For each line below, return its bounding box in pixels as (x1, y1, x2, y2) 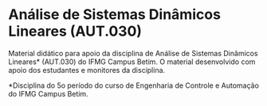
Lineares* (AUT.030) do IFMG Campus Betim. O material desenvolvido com (8, 57, 256, 66)
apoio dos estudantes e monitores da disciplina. (8, 65, 166, 74)
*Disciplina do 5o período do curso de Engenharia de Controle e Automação (8, 81, 259, 90)
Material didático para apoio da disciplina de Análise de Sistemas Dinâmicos (8, 48, 258, 58)
